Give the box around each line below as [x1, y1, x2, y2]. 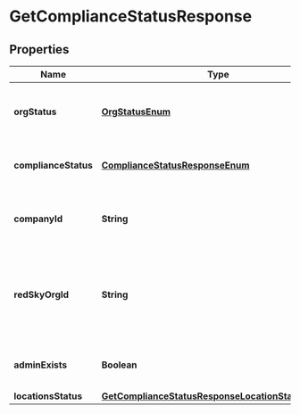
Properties [9, 42, 70, 57]
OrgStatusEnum [101, 105, 171, 118]
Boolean [101, 359, 137, 371]
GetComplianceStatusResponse [9, 6, 253, 27]
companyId [13, 212, 63, 225]
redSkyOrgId [13, 288, 70, 301]
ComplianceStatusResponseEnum [101, 159, 250, 171]
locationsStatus [13, 390, 83, 402]
